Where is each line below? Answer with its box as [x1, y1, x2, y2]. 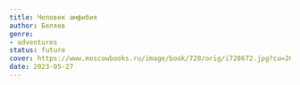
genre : [9, 29, 34, 38]
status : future [9, 46, 66, 55]
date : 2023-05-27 [9, 63, 74, 72]
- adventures [9, 37, 58, 47]
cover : [9, 54, 34, 63]
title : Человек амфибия [9, 12, 98, 22]
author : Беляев [9, 21, 66, 30]
